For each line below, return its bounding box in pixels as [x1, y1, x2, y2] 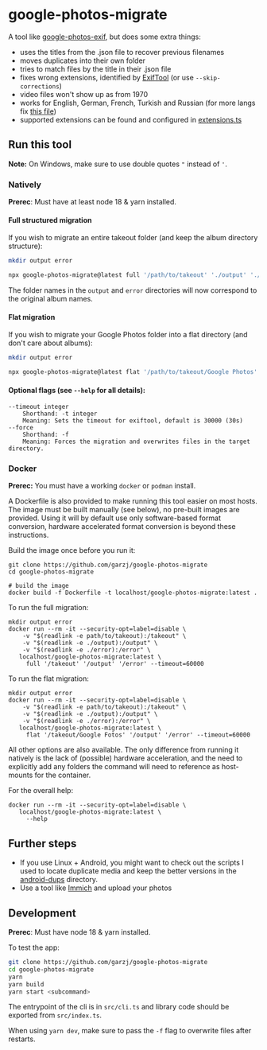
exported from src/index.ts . [8, 1010, 102, 1020]
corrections [19, 82, 60, 91]
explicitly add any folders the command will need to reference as [8, 762, 220, 772]
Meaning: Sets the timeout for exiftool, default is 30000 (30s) [22, 417, 244, 425]
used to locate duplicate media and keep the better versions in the [19, 866, 237, 876]
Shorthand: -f [22, 431, 69, 439]
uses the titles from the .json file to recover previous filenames [19, 47, 225, 56]
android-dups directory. [19, 875, 98, 885]
